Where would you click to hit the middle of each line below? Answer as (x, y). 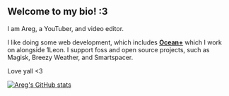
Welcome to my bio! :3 (58, 12)
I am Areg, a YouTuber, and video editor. (66, 28)
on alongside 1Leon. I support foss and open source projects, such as (108, 49)
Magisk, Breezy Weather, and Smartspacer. (70, 57)
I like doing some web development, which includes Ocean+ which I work (115, 42)
